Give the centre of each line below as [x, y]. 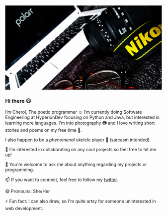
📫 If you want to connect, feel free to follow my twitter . [62, 180]
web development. [24, 208]
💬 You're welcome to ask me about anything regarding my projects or [76, 164]
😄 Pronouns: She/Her [28, 191]
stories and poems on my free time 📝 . [43, 130]
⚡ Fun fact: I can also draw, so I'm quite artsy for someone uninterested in [81, 201]
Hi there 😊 [18, 101]
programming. [20, 170]
